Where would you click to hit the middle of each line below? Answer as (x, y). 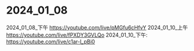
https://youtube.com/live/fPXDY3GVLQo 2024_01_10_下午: (77, 35)
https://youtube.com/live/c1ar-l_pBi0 (51, 42)
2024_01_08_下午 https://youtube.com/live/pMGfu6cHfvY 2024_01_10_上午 (97, 27)
